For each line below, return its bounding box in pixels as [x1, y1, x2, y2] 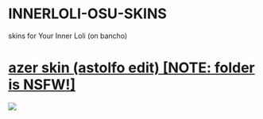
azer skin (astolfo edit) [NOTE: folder [8, 59, 256, 77]
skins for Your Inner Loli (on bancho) [8, 31, 128, 40]
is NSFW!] [8, 76, 76, 94]
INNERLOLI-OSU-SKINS [8, 5, 167, 23]
